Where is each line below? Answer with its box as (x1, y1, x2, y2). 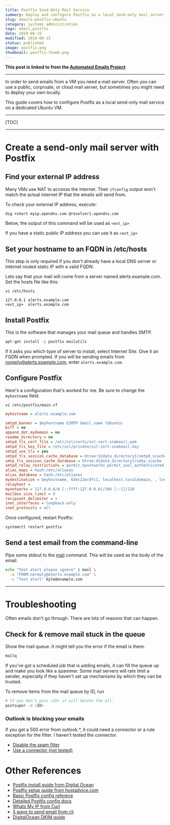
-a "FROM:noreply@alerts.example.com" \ (10, 572, 96, 577)
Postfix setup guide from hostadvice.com (12, 787, 99, 794)
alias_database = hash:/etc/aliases (5, 473, 82, 478)
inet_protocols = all (5, 506, 51, 511)
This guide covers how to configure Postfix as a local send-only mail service (5, 99, 164, 105)
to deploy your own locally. (5, 89, 62, 95)
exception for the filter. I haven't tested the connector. (5, 732, 117, 738)
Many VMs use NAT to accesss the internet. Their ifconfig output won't (5, 186, 156, 192)
